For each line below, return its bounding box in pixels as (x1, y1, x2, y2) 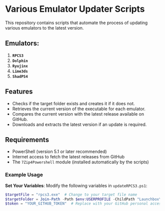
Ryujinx (12, 63, 28, 68)
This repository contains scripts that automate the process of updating (5, 20, 148, 26)
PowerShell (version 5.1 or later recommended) (12, 149, 107, 154)
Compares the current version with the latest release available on (12, 111, 144, 117)
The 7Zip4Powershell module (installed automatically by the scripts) (12, 159, 149, 165)
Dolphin (12, 58, 28, 63)
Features (5, 88, 33, 96)
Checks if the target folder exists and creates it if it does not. (12, 100, 135, 106)
